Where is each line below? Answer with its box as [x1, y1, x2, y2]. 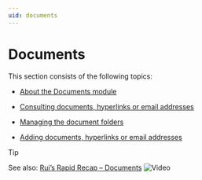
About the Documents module [19, 86, 117, 96]
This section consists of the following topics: [8, 72, 153, 81]
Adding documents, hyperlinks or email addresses [19, 132, 182, 141]
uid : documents [8, 11, 58, 20]
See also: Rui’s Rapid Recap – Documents [8, 163, 142, 172]
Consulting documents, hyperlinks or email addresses [19, 101, 194, 111]
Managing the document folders [19, 117, 124, 127]
